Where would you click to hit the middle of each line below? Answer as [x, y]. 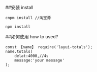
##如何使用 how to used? [32, 37]
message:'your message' [40, 60]
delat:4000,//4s [32, 56]
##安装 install [20, 7]
